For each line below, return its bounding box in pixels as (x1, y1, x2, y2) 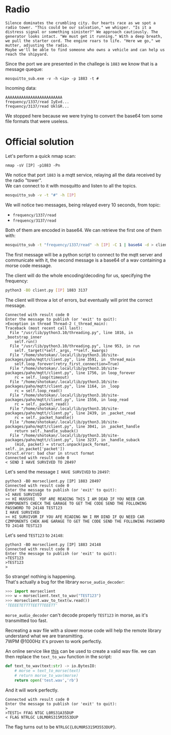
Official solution (5, 136, 74, 148)
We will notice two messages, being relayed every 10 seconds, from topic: (5, 202, 161, 208)
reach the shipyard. (5, 52, 49, 57)
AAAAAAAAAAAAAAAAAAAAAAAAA (5, 94, 63, 100)
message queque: (5, 66, 43, 72)
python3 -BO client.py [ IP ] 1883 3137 (5, 288, 88, 293)
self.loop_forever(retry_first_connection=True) (14, 361, 120, 366)
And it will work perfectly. (5, 687, 59, 693)
